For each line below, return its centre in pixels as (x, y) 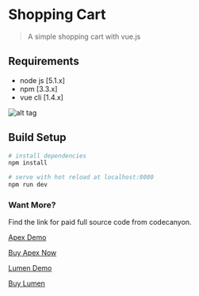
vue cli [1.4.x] (41, 97)
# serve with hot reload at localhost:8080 (81, 177)
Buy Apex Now (33, 253)
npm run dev (28, 185)
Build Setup (37, 137)
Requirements (44, 61)
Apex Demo (27, 237)
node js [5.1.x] (42, 80)
